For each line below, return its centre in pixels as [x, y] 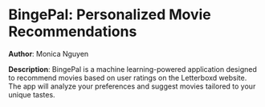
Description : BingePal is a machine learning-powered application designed [132, 69]
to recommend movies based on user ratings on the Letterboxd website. [128, 77]
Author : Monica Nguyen [49, 53]
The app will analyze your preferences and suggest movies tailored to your [132, 86]
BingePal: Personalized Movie [110, 15]
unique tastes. [32, 94]
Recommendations [73, 32]
